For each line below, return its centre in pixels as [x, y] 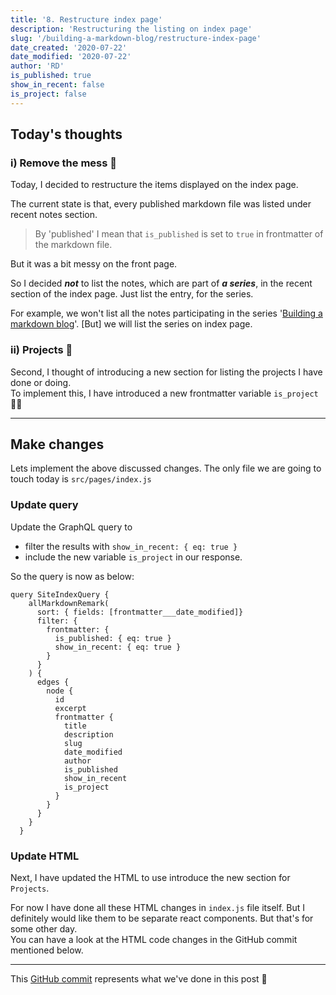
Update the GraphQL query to [71, 527]
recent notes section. [54, 215]
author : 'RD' [37, 66]
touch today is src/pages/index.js [81, 479]
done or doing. [41, 382]
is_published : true [51, 76]
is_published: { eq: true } [113, 638]
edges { [53, 682]
